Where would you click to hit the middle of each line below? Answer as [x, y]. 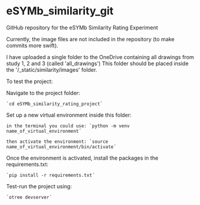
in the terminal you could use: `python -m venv [68, 126]
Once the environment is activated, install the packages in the [82, 158]
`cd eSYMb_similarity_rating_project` [54, 104]
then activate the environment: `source [57, 142]
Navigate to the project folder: [43, 93]
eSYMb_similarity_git [60, 11]
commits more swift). [32, 45]
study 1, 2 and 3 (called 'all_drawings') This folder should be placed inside [97, 63]
